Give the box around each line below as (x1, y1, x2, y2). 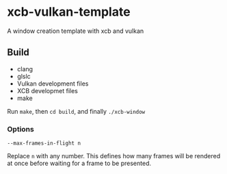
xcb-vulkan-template (7, 4, 131, 20)
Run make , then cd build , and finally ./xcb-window (7, 107, 146, 115)
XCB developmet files (16, 86, 79, 95)
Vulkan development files (16, 79, 89, 88)
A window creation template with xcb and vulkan (7, 27, 144, 35)
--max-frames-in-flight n (7, 140, 81, 147)
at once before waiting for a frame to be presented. (7, 159, 152, 168)
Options (7, 124, 34, 134)
